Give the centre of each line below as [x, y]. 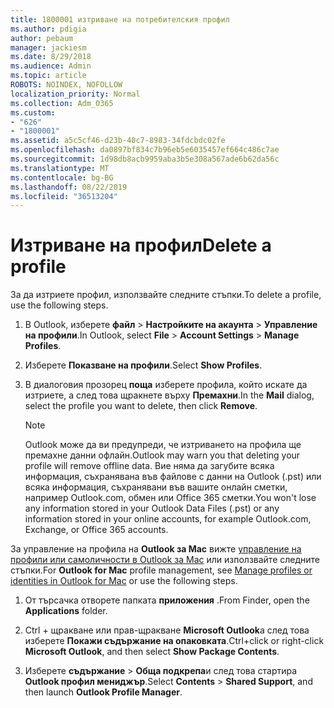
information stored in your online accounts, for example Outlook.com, [168, 519]
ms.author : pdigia [48, 29]
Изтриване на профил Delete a [141, 245]
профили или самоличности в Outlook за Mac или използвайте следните [165, 560]
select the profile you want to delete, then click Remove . [141, 406]
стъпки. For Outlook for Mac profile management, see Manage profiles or [161, 570]
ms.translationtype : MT [60, 168]
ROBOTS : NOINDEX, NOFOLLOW [66, 85]
